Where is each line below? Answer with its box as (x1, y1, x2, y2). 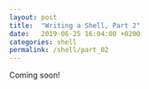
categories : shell (9, 37, 77, 47)
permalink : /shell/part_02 (9, 46, 109, 55)
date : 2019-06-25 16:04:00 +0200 (9, 29, 141, 38)
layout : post (9, 12, 58, 22)
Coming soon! (9, 70, 60, 80)
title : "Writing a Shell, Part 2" (9, 21, 141, 30)
